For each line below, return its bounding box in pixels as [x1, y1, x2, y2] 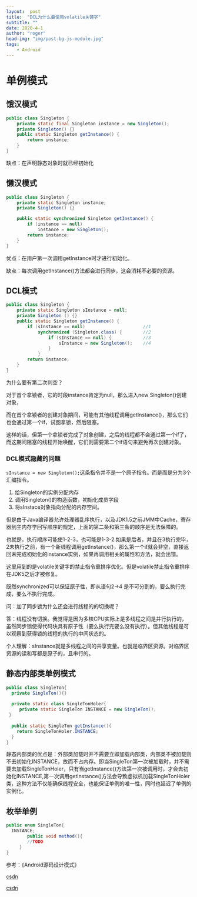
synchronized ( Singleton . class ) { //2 [37, 329, 151, 335]
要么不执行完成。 [16, 591, 58, 598]
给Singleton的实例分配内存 [14, 489, 79, 496]
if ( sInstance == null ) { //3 [48, 335, 151, 341]
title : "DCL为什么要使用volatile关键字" [6, 14, 101, 20]
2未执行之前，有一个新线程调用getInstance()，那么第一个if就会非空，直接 [6, 543, 184, 551]
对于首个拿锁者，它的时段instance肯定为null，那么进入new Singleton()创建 [6, 391, 187, 398]
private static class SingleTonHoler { [11, 701, 107, 707]
